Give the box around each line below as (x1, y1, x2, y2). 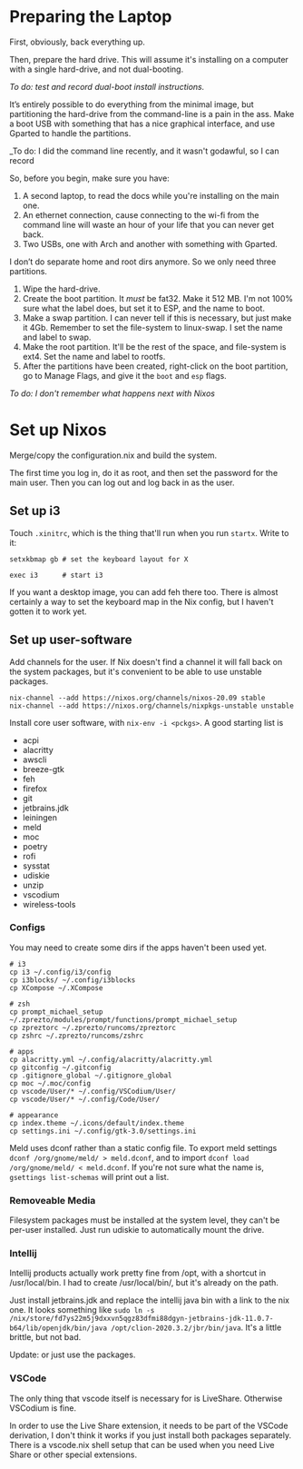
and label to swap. (22, 332, 92, 342)
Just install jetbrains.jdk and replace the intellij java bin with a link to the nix (9, 1295, 290, 1305)
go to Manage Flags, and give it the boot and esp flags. (22, 370, 227, 381)
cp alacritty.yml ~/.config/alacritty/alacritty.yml (9, 1055, 213, 1064)
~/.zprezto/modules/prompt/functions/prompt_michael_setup (9, 1015, 238, 1024)
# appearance (9, 1110, 59, 1119)
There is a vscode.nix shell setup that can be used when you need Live (9, 1439, 275, 1450)
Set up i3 (9, 503, 61, 519)
